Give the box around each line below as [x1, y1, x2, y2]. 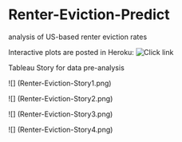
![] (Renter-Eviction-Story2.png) [8, 93, 113, 103]
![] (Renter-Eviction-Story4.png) [8, 124, 113, 134]
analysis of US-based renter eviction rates [8, 32, 148, 41]
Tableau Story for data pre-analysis [8, 62, 125, 73]
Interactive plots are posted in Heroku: [8, 47, 134, 57]
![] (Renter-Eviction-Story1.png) [8, 78, 112, 88]
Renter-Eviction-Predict [8, 6, 170, 24]
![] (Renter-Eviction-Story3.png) [8, 109, 113, 119]
